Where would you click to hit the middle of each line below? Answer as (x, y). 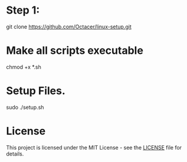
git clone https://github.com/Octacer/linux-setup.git (69, 27)
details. (15, 154)
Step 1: (23, 10)
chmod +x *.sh (24, 67)
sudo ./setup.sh (25, 107)
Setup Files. (36, 91)
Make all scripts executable (75, 51)
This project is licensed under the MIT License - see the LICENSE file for (94, 147)
